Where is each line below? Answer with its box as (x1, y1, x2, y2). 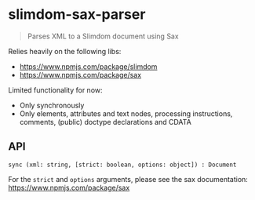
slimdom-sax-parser (8, 5, 146, 24)
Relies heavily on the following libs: (8, 46, 122, 56)
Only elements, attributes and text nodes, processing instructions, (19, 108, 233, 118)
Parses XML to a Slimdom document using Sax (27, 31, 179, 41)
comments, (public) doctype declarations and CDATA (19, 117, 192, 126)
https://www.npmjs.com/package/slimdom (19, 61, 158, 71)
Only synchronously (19, 100, 85, 110)
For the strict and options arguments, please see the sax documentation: (8, 174, 249, 184)
